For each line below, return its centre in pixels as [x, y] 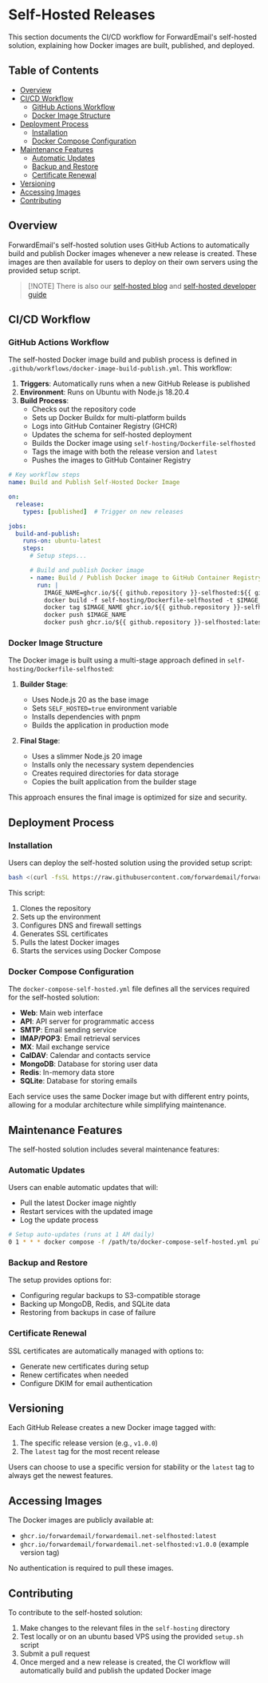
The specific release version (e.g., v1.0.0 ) [89, 1443]
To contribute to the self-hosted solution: [75, 1613]
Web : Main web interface [61, 1013]
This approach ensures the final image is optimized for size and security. [128, 797]
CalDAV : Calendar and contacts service [85, 1056]
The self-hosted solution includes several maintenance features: [114, 1149]
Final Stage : [40, 741]
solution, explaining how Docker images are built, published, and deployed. [132, 45]
